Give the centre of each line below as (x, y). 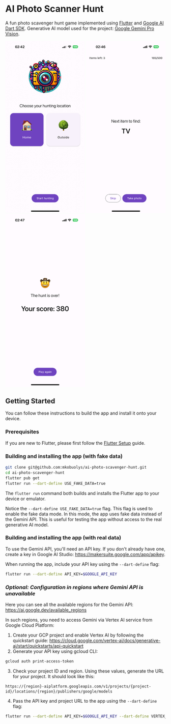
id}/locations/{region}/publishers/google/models (59, 691)
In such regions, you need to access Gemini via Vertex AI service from (79, 620)
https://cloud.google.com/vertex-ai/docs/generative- (105, 641)
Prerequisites (22, 432)
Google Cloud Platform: (30, 625)
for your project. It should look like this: (54, 676)
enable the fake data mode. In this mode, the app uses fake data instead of (84, 514)
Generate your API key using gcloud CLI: (55, 651)
